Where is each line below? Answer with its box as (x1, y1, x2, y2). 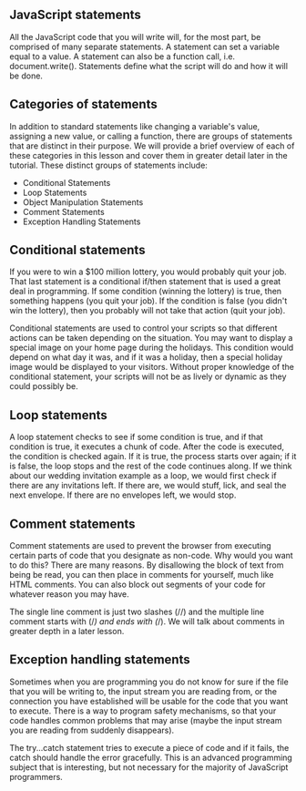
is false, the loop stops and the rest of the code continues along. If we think (9, 460, 293, 472)
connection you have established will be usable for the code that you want (9, 695, 289, 706)
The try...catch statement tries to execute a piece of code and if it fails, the (9, 742, 290, 753)
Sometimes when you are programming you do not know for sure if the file (9, 676, 289, 687)
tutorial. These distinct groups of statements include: (9, 159, 208, 170)
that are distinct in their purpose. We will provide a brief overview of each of (9, 140, 295, 151)
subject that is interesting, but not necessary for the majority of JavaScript (9, 761, 289, 773)
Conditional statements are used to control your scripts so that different (9, 323, 278, 334)
